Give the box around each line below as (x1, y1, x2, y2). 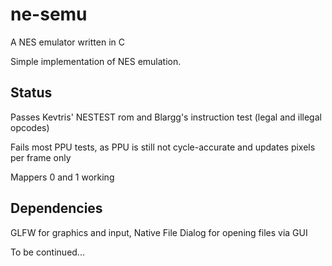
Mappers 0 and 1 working (10, 171, 115, 183)
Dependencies (10, 200, 103, 217)
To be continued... (10, 246, 85, 258)
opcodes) (10, 121, 50, 133)
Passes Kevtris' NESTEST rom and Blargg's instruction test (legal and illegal (10, 111, 322, 123)
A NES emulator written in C (10, 36, 125, 48)
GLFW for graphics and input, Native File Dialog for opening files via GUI (10, 226, 308, 238)
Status (10, 84, 53, 102)
